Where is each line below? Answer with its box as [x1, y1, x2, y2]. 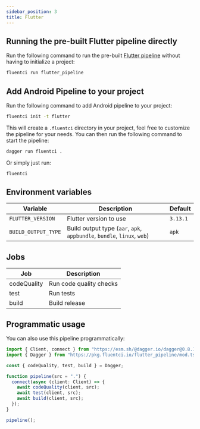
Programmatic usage [6, 319, 86, 329]
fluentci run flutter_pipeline [6, 70, 84, 76]
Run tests [48, 289, 76, 298]
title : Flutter [6, 14, 44, 20]
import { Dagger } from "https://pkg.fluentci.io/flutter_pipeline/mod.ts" [6, 352, 198, 358]
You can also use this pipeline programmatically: [6, 335, 125, 342]
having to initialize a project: [6, 58, 76, 65]
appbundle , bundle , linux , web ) [67, 232, 149, 240]
